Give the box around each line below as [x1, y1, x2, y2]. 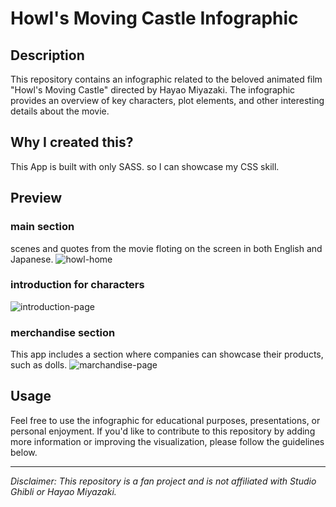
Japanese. [10, 253, 54, 265]
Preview [10, 190, 63, 207]
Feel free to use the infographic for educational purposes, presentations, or [10, 414, 321, 426]
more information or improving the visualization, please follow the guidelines [10, 435, 325, 447]
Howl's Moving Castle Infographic [10, 7, 299, 30]
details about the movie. [10, 105, 110, 117]
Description [10, 47, 85, 64]
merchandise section [10, 325, 116, 339]
